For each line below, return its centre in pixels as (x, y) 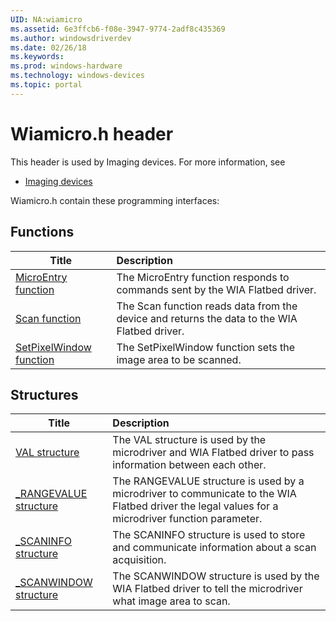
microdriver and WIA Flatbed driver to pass (213, 453)
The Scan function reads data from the (207, 306)
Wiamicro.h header (92, 133)
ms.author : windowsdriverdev (71, 38)
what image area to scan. (171, 601)
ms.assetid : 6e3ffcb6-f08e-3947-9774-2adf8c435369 (118, 29)
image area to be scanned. (179, 359)
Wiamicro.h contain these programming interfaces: (115, 200)
